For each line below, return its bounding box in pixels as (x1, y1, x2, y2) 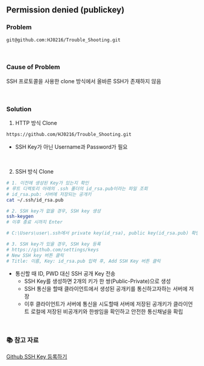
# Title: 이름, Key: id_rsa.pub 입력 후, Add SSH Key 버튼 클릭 (6, 258, 161, 264)
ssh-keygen (6, 214, 34, 220)
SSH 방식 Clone (15, 168, 54, 175)
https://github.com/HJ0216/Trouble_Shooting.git (6, 132, 132, 138)
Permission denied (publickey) (6, 5, 124, 15)
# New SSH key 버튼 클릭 (6, 252, 64, 259)
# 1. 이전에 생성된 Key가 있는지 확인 (6, 180, 89, 186)
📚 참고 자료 (6, 336, 39, 345)
